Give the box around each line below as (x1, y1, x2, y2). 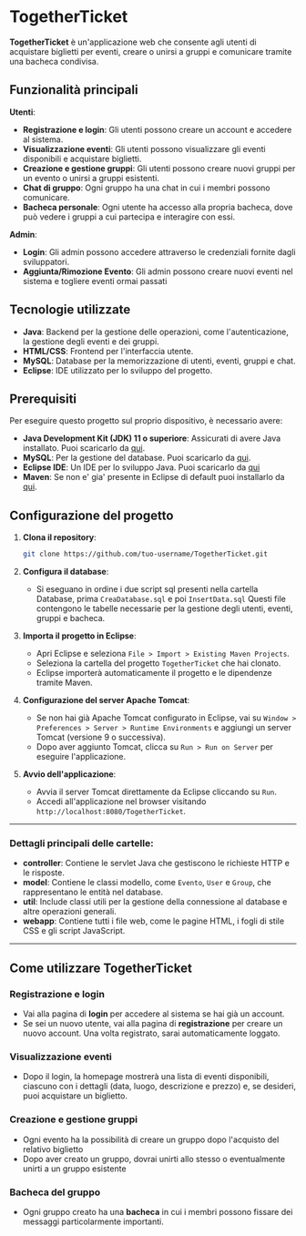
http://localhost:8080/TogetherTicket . (36, 806, 187, 817)
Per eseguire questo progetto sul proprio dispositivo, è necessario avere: (9, 415, 283, 426)
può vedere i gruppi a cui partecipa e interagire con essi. (22, 211, 236, 222)
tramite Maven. (36, 677, 93, 689)
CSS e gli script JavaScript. (22, 925, 126, 936)
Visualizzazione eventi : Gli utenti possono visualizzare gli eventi (22, 143, 266, 154)
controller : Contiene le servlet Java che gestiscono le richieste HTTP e (22, 858, 290, 869)
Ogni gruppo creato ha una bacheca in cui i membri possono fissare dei (22, 1206, 293, 1217)
